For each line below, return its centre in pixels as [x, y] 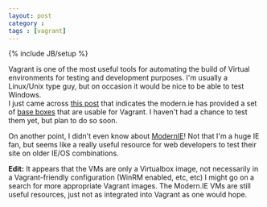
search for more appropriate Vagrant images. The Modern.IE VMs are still [129, 186]
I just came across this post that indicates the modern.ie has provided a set [133, 103]
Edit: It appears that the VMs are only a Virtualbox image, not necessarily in [133, 169]
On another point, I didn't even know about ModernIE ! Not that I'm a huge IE [134, 136]
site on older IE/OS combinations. [64, 153]
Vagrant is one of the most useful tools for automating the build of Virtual [129, 69]
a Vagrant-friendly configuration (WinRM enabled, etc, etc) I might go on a [131, 177]
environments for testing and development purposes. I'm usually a [118, 78]
